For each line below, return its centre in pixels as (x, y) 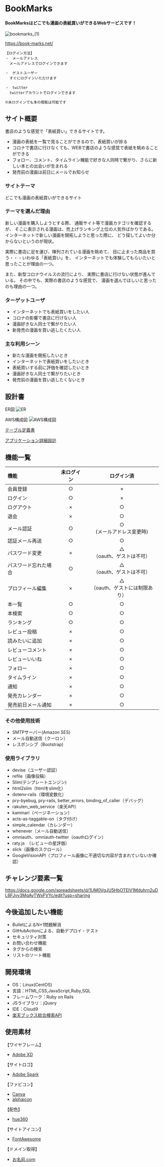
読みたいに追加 (25, 641)
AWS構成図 (16, 420)
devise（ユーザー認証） (36, 770)
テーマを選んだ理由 (28, 211)
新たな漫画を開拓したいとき (40, 355)
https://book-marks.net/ (29, 43)
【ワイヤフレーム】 (24, 1045)
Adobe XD (22, 1054)
